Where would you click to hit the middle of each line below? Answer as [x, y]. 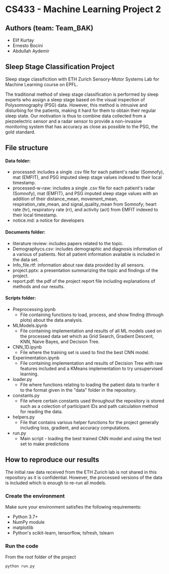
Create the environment [35, 496]
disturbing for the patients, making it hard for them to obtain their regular [81, 110]
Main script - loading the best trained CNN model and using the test [91, 438]
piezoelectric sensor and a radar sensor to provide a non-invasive [74, 121]
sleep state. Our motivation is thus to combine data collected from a [76, 116]
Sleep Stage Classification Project [60, 67]
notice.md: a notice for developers [48, 220]
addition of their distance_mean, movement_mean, [65, 199]
